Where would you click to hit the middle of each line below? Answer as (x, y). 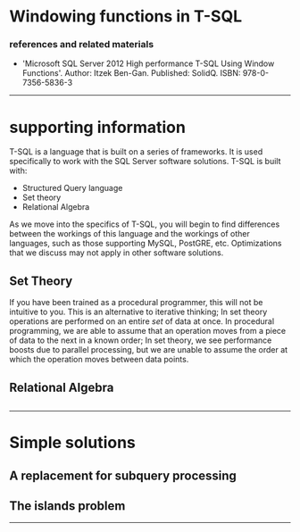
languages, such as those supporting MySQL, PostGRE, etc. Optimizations (146, 244)
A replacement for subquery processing (123, 475)
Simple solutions (73, 443)
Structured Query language (72, 188)
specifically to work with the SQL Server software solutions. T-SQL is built (145, 162)
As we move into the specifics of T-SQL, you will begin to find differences (145, 224)
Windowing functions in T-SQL (126, 17)
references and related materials (82, 45)
